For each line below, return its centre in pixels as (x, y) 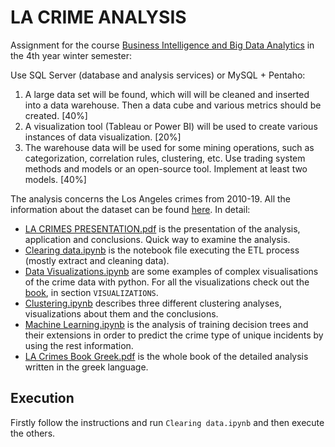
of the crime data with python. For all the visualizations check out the (167, 282)
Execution (42, 398)
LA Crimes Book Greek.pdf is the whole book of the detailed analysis (166, 356)
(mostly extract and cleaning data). (97, 260)
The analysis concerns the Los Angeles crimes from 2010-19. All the (150, 198)
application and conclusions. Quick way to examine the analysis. (157, 239)
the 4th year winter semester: (71, 55)
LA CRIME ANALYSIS (98, 17)
